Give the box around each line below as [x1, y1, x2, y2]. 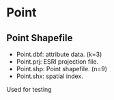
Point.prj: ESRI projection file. [16, 58, 99, 66]
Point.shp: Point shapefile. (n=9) [16, 65, 107, 73]
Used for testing [6, 86, 52, 93]
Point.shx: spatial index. [16, 72, 83, 80]
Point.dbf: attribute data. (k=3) [16, 50, 102, 58]
